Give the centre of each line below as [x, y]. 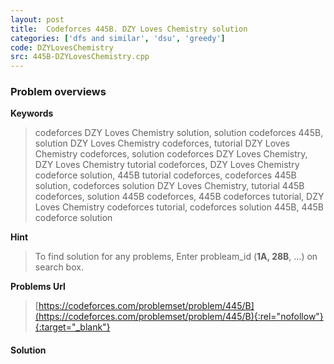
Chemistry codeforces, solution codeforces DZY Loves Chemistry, [171, 154]
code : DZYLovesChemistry [62, 47]
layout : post [37, 19]
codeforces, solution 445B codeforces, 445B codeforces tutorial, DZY [179, 197]
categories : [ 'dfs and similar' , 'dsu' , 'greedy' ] [118, 38]
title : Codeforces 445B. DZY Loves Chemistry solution [129, 29]
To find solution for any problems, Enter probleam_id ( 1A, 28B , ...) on [176, 257]
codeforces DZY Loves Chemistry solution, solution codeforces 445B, [179, 133]
